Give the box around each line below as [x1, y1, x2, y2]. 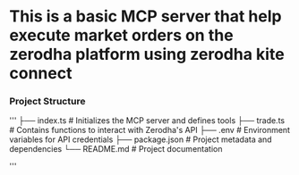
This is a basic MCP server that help [9, 6, 282, 27]
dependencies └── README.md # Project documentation [9, 144, 223, 154]
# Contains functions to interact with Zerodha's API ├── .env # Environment [9, 125, 291, 136]
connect [9, 63, 73, 84]
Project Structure [9, 96, 86, 108]
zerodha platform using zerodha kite [9, 45, 285, 64]
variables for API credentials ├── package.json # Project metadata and [9, 134, 272, 145]
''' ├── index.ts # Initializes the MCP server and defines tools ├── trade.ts [9, 115, 285, 126]
